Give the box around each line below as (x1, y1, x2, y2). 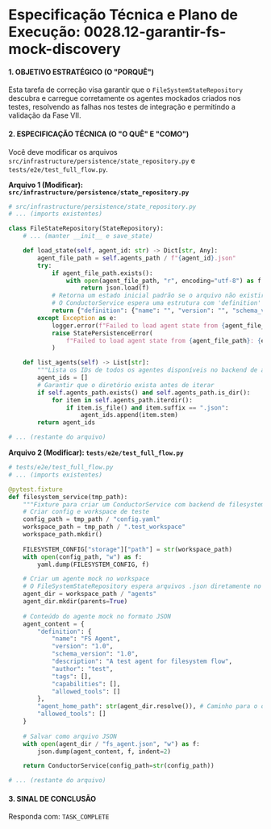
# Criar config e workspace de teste (23, 508, 150, 516)
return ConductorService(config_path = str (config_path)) (23, 762, 215, 770)
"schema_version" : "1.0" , (51, 650, 139, 658)
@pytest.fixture (8, 485, 63, 494)
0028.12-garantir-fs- (83, 23, 227, 41)
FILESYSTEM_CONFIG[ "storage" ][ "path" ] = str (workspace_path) (23, 545, 232, 553)
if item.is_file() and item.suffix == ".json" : (65, 403, 229, 412)
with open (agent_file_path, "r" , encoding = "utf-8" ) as (65, 277, 254, 285)
